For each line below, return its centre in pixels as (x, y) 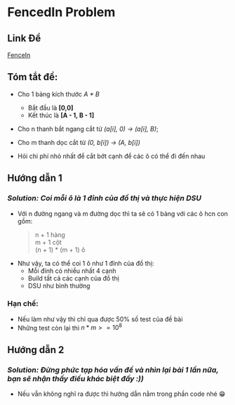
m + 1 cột (48, 242)
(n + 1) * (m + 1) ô (60, 250)
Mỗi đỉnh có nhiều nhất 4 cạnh (72, 271)
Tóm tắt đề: (33, 77)
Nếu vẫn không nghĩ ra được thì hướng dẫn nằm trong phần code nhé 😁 (121, 394)
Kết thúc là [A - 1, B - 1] (61, 115)
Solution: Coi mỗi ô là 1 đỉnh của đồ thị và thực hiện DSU (105, 198)
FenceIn (19, 55)
